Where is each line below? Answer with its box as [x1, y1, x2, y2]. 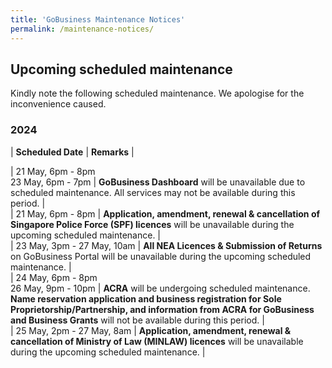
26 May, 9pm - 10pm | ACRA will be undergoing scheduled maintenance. [10, 282, 311, 294]
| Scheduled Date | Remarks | [10, 146, 135, 158]
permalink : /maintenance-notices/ [10, 24, 155, 34]
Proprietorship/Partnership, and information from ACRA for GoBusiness [10, 303, 315, 315]
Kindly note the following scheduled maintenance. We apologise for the [10, 87, 305, 100]
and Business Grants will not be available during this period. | [10, 314, 265, 326]
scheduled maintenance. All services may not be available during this [10, 186, 296, 198]
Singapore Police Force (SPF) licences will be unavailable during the [10, 218, 295, 230]
